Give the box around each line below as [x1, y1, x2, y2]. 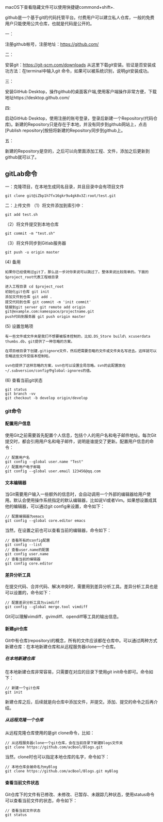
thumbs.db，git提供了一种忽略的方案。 [5, 339, 75, 344]
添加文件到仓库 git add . [5, 294, 52, 299]
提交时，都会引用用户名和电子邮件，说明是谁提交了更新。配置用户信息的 [5, 438, 149, 444]
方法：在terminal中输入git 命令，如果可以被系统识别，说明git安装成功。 [9, 68, 152, 74]
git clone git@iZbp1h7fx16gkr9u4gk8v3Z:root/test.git [5, 193, 116, 198]
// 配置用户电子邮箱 [5, 464, 41, 469]
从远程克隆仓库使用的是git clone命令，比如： [5, 730, 95, 736]
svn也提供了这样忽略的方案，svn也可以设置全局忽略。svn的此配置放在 [5, 363, 126, 368]
